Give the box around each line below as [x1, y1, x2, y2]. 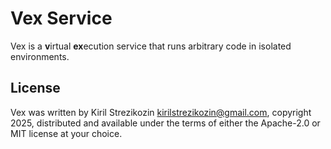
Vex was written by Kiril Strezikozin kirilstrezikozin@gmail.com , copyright [10, 106, 312, 118]
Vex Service [10, 7, 113, 30]
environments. [10, 50, 70, 62]
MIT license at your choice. [10, 127, 123, 139]
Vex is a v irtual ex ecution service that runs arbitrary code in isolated [10, 40, 292, 52]
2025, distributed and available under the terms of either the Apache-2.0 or [10, 117, 321, 129]
